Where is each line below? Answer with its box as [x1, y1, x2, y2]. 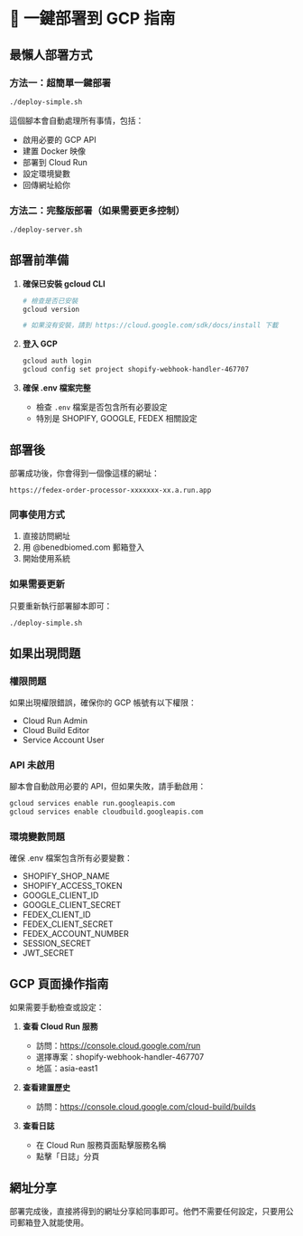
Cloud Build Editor [22, 725, 90, 736]
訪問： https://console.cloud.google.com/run [35, 1041, 201, 1052]
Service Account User [22, 734, 106, 746]
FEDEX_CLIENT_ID [22, 910, 92, 920]
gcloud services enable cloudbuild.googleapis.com [9, 807, 204, 816]
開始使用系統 [22, 553, 70, 564]
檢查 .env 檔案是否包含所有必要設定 [35, 401, 169, 412]
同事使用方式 [9, 508, 66, 521]
